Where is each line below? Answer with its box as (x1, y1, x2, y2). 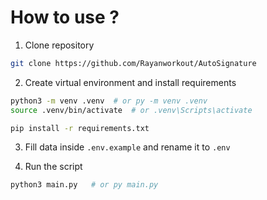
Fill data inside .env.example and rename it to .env (24, 141, 231, 153)
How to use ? (10, 6, 120, 29)
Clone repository (24, 39, 95, 51)
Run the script (24, 161, 83, 173)
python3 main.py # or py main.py (10, 180, 159, 190)
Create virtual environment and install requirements (24, 76, 237, 88)
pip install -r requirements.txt (10, 123, 150, 133)
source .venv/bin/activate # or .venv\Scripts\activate (10, 105, 253, 115)
